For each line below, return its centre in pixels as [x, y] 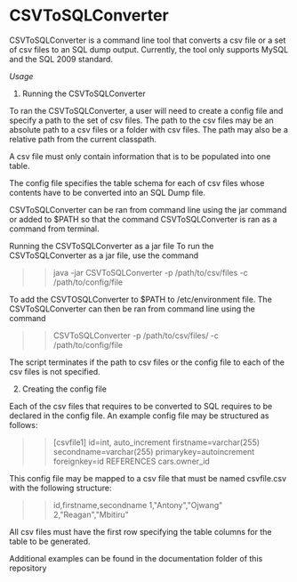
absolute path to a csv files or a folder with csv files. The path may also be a [149, 129]
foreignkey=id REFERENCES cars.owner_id [132, 461]
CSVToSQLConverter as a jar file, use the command [104, 255]
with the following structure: [60, 488]
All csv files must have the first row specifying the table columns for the [140, 531]
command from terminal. [54, 229]
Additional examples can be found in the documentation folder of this [136, 558]
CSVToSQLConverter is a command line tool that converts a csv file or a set [148, 40]
